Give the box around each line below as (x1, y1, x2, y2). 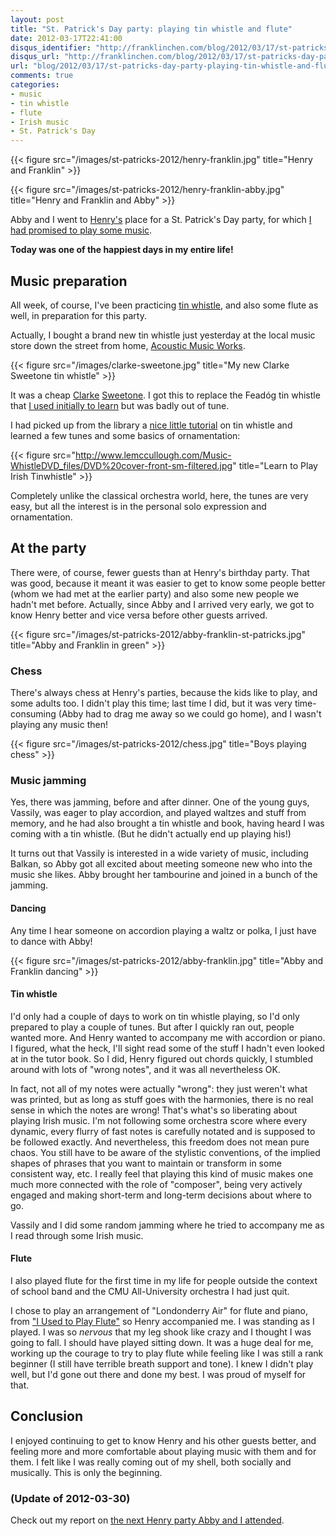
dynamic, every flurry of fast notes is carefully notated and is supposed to (10, 1125, 316, 1137)
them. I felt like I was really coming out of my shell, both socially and (10, 1456, 292, 1468)
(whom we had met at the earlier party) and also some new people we (10, 587, 300, 600)
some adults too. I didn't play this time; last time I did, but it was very (10, 697, 293, 710)
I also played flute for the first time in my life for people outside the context (10, 1274, 318, 1286)
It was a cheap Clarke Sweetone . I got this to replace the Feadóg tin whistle (10, 389, 321, 401)
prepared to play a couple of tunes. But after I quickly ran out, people (10, 1021, 295, 1033)
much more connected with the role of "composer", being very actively (10, 1178, 303, 1190)
